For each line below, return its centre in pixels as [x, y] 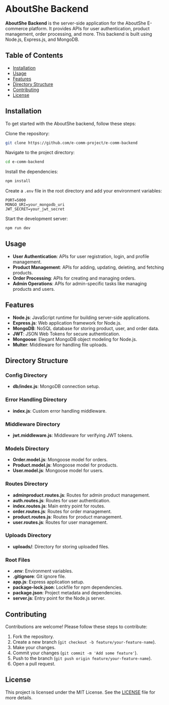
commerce [17, 28]
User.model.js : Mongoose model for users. [58, 471]
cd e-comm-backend [25, 162]
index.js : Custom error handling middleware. [60, 411]
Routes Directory [27, 484]
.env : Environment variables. [43, 571]
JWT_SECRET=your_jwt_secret [35, 209]
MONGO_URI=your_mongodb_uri [35, 205]
